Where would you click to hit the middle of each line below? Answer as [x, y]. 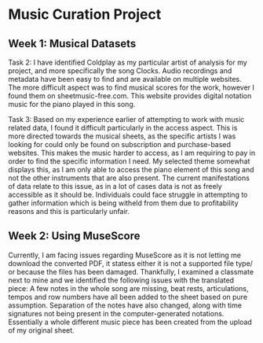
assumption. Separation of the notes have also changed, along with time [125, 305]
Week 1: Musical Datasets [72, 44]
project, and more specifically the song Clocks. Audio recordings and [120, 71]
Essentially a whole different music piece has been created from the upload [130, 322]
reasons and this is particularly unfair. [69, 211]
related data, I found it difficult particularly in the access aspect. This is [123, 128]
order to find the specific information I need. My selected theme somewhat [129, 161]
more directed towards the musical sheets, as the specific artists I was [122, 136]
